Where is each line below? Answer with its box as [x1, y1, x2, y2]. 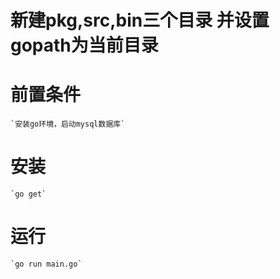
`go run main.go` [10, 259, 83, 269]
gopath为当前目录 [10, 34, 159, 57]
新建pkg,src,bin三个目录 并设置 [10, 9, 270, 32]
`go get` [10, 189, 47, 200]
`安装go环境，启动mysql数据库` [10, 119, 126, 130]
